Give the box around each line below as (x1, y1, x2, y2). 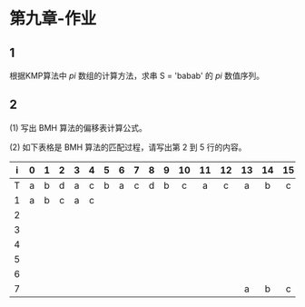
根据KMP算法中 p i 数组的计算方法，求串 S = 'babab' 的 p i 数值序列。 (9, 70, 265, 81)
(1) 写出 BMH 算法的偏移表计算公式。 (9, 122, 147, 133)
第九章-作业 (9, 8, 97, 29)
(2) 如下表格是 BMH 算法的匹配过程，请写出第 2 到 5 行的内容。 (9, 142, 247, 153)
